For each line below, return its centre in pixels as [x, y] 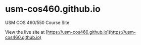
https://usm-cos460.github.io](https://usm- [92, 32]
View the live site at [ [26, 32]
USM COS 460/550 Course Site [37, 22]
